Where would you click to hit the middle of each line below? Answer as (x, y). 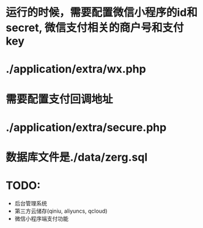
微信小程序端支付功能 (41, 218)
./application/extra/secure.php (86, 127)
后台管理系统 (31, 203)
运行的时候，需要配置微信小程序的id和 (102, 13)
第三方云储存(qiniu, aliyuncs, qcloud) (61, 211)
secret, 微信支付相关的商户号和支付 (95, 28)
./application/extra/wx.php (76, 69)
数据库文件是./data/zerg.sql (77, 157)
